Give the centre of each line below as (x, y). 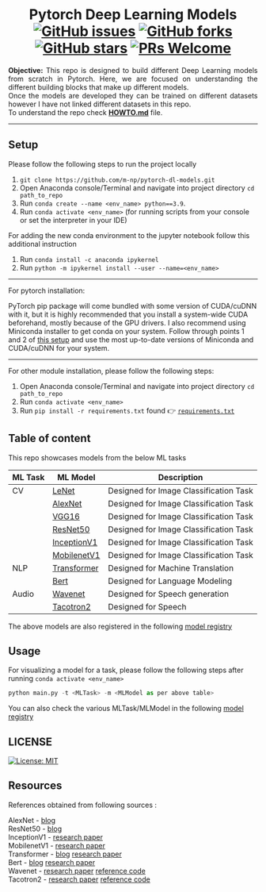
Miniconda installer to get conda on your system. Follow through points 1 (126, 331)
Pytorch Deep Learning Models (133, 15)
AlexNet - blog (32, 820)
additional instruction (43, 244)
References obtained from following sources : (82, 805)
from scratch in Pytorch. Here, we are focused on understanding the (133, 79)
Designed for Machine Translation (171, 567)
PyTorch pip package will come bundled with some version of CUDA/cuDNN (133, 306)
